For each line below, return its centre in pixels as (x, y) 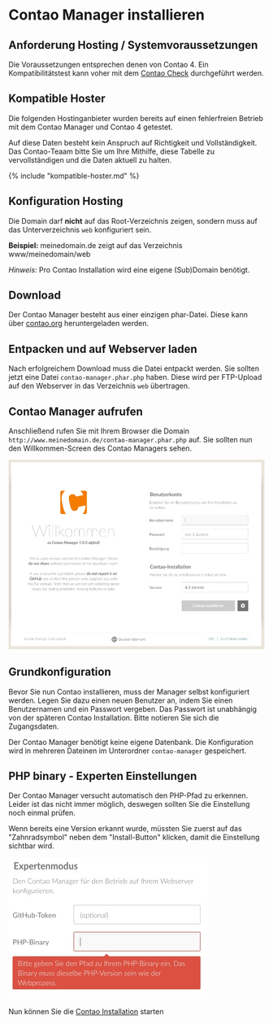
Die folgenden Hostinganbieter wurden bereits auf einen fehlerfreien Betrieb (136, 118)
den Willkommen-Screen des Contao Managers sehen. (100, 448)
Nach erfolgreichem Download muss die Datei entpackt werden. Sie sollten (134, 368)
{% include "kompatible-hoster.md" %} (74, 176)
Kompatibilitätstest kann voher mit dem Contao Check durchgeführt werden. (136, 73)
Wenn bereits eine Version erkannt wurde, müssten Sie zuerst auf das (125, 829)
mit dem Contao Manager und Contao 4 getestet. (91, 127)
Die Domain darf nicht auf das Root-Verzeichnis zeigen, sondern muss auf (133, 220)
